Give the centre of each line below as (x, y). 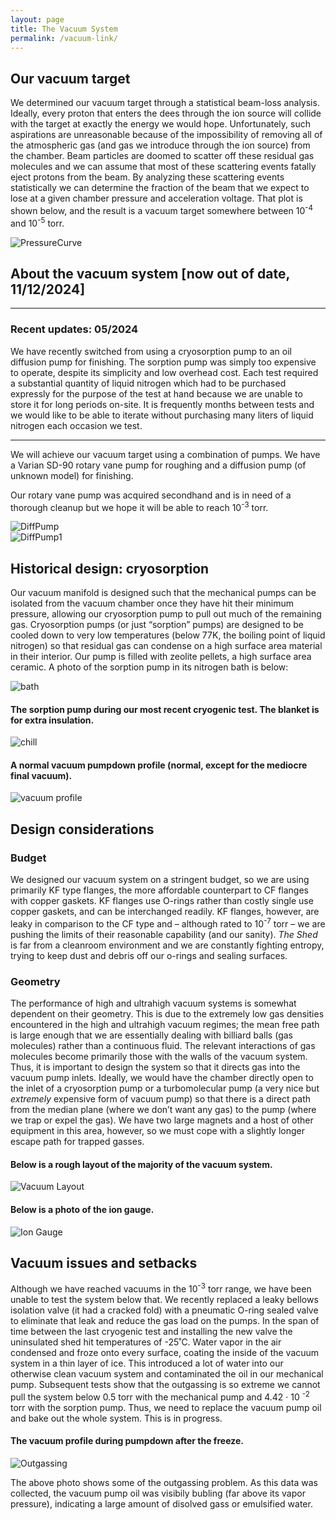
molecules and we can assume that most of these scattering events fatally (163, 167)
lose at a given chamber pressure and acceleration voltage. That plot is (156, 198)
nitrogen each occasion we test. (76, 425)
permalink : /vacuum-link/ (64, 38)
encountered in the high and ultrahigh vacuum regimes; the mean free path (165, 1025)
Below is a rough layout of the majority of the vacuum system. (141, 1164)
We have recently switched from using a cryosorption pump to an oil (151, 351)
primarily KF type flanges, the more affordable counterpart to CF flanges (159, 890)
